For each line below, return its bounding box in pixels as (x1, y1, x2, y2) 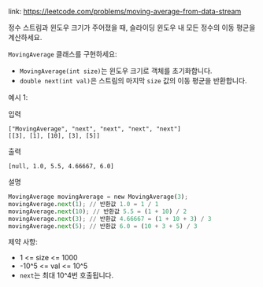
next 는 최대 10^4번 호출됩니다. (19, 270, 114, 280)
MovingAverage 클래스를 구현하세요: (8, 50, 117, 58)
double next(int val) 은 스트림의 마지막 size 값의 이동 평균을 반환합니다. (19, 76, 247, 85)
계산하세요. (8, 33, 43, 42)
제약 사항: (8, 237, 38, 247)
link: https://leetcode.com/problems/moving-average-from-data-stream (8, 7, 242, 16)
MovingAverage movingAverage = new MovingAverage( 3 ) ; (8, 193, 189, 201)
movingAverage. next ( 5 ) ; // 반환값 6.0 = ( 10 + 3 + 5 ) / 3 (8, 222, 198, 230)
